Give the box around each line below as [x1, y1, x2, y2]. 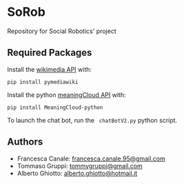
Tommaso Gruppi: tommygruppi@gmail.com [17, 161, 143, 170]
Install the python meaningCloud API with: [7, 90, 126, 99]
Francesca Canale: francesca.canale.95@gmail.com [17, 154, 165, 163]
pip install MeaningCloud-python [7, 104, 103, 111]
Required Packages [7, 47, 92, 59]
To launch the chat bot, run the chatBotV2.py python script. [7, 116, 178, 124]
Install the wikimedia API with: [7, 65, 92, 73]
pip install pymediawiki [7, 79, 79, 85]
